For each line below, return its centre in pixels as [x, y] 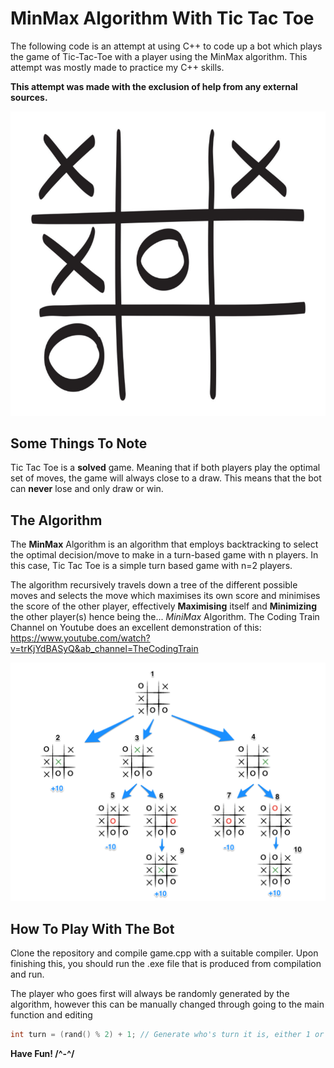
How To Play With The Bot [92, 928]
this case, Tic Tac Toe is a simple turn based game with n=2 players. [151, 566]
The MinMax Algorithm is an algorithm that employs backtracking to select [164, 544]
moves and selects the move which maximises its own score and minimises [165, 596]
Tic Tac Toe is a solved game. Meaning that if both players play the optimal [165, 468]
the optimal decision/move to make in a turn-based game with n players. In [164, 555]
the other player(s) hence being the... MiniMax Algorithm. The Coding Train [165, 617]
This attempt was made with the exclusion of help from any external [154, 86]
